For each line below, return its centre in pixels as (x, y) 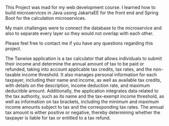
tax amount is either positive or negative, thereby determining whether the (83, 112)
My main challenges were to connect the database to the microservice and (83, 28)
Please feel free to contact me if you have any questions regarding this (79, 43)
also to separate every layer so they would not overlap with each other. (79, 33)
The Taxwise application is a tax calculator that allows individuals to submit (84, 58)
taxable (13, 75)
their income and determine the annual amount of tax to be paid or (75, 64)
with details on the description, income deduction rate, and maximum (78, 85)
